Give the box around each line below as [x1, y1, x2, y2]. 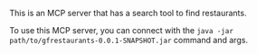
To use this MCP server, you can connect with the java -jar [9, 25, 233, 35]
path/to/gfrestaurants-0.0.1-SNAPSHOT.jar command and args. [9, 35, 249, 45]
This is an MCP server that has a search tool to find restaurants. [9, 8, 247, 18]
